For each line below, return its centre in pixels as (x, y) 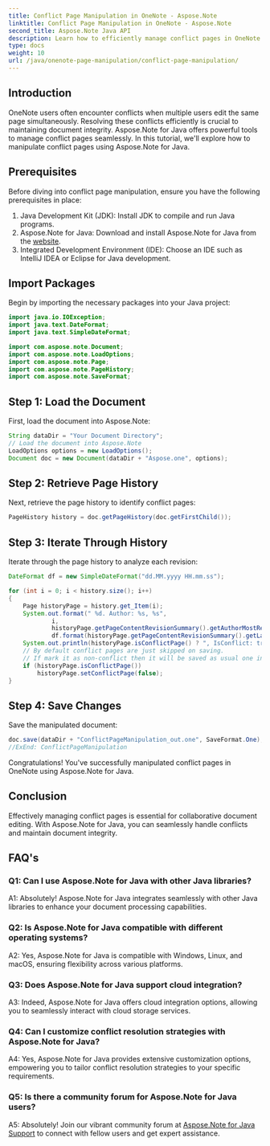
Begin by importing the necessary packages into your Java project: (119, 303)
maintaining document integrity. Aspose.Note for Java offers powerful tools (133, 129)
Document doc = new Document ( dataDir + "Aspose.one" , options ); (118, 458)
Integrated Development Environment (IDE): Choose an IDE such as (131, 249)
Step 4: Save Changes (65, 705)
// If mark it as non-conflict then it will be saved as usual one (138, 658)
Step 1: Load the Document (77, 401)
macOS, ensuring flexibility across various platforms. (96, 964)
